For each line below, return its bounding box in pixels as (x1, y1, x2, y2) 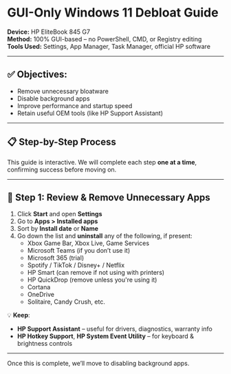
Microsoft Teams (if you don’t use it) (27, 247, 131, 255)
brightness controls (16, 340, 73, 348)
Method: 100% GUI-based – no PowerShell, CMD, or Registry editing (7, 34, 202, 43)
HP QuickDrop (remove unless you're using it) (27, 276, 157, 284)
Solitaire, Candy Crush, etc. (27, 298, 105, 306)
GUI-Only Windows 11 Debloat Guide (7, 5, 219, 21)
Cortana (27, 283, 51, 291)
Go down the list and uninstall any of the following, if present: (16, 232, 192, 240)
